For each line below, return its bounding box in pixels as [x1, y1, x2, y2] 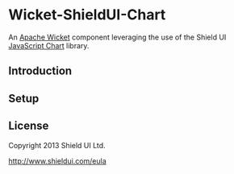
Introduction [8, 64, 73, 78]
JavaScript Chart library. [8, 40, 90, 50]
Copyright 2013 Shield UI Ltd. [8, 140, 107, 150]
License [8, 119, 49, 133]
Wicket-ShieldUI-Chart [8, 6, 166, 24]
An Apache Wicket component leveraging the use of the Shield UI [8, 32, 227, 42]
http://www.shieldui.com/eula [8, 155, 107, 166]
